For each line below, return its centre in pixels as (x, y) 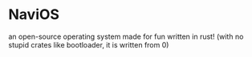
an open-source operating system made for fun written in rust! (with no (126, 36)
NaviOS (34, 15)
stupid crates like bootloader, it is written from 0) (89, 44)
